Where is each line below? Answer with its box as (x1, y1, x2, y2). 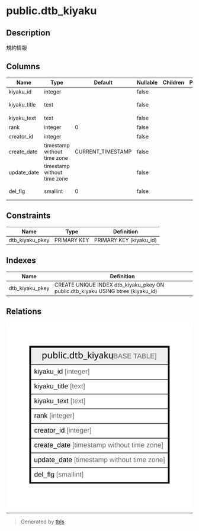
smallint (44, 188, 63, 195)
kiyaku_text (8, 114, 37, 121)
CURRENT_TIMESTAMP (75, 148, 132, 155)
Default (94, 79, 113, 86)
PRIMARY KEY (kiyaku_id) (94, 237, 157, 244)
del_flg (8, 188, 25, 195)
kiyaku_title (8, 101, 36, 108)
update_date (8, 169, 40, 176)
